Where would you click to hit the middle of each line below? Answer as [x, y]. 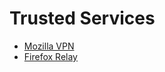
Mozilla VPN [49, 46]
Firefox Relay [50, 56]
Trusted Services [82, 18]
